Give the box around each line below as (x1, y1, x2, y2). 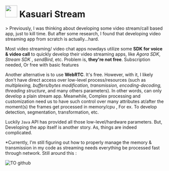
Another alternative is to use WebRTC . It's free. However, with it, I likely (5, 71, 153, 78)
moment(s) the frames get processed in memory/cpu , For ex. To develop (5, 103, 157, 109)
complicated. (5, 129, 33, 136)
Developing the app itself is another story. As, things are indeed (5, 124, 137, 130)
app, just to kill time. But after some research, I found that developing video (5, 30, 161, 36)
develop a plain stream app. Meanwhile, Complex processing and (5, 93, 141, 99)
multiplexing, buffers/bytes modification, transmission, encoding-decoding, (5, 82, 162, 88)
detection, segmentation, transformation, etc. (5, 109, 99, 115)
